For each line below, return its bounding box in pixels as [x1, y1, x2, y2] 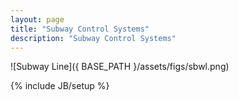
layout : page [10, 14, 65, 25]
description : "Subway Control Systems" [10, 33, 177, 43]
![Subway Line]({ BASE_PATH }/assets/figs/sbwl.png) [10, 61, 230, 73]
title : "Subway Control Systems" [10, 24, 150, 34]
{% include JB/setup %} [10, 80, 110, 92]
